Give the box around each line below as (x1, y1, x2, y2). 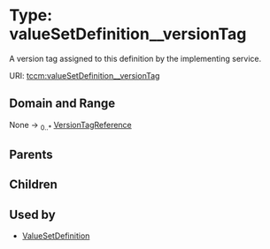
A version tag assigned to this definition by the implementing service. (9, 53, 262, 64)
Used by (9, 207, 56, 222)
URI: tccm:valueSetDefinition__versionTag (9, 70, 160, 80)
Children (9, 177, 58, 192)
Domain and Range (9, 96, 116, 111)
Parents (9, 147, 53, 162)
